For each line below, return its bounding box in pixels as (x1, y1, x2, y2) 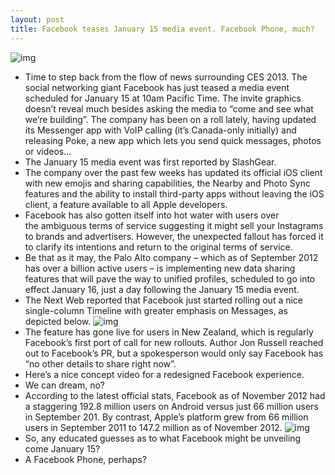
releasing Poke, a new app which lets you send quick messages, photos (24, 134, 322, 146)
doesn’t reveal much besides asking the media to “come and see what (24, 102, 314, 115)
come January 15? (24, 442, 101, 455)
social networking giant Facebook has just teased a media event (24, 81, 290, 93)
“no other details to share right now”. (24, 357, 177, 370)
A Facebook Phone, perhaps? (24, 453, 147, 465)
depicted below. (24, 315, 92, 327)
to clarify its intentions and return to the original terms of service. (24, 241, 293, 253)
